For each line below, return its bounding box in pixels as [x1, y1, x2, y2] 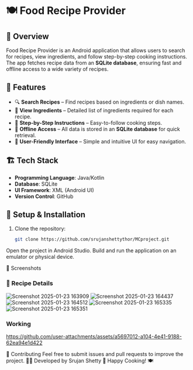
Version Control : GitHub [14, 193, 74, 200]
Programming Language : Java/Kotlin [14, 174, 105, 181]
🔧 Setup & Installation [6, 210, 86, 220]
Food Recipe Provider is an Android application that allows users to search [6, 47, 185, 54]
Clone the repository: [14, 225, 66, 232]
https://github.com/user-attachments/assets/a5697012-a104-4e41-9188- [6, 333, 182, 340]
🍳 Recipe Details [6, 279, 54, 287]
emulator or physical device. [6, 253, 75, 261]
